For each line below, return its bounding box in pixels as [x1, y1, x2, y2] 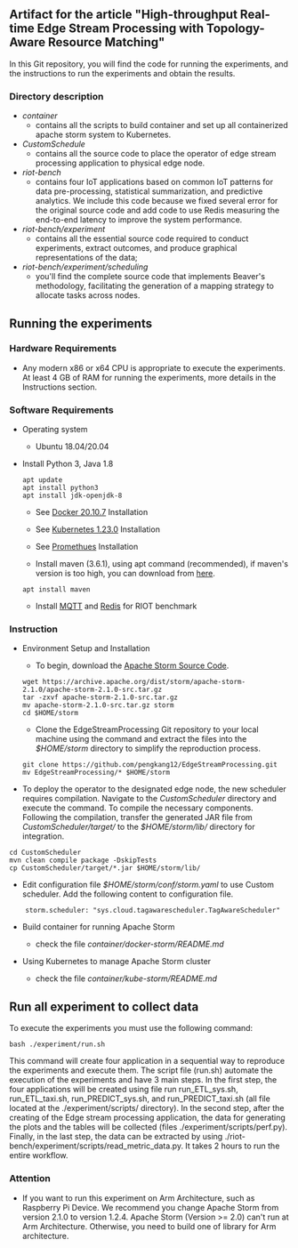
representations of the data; [35, 253, 138, 263]
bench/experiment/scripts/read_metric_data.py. [9, 1140, 184, 1151]
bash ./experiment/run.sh [9, 1040, 105, 1049]
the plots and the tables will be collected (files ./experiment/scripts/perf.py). [9, 1122, 287, 1132]
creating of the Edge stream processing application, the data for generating [9, 1112, 286, 1123]
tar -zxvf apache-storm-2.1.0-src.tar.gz [21, 693, 178, 702]
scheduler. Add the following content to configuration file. [21, 889, 234, 899]
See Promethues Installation [35, 542, 139, 552]
